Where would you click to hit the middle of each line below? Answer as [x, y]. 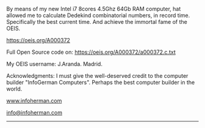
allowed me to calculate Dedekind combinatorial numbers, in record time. [98, 15]
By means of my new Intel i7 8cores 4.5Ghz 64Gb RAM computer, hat [94, 9]
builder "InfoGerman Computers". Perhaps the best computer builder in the [101, 82]
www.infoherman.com [34, 101]
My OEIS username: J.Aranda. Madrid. [54, 64]
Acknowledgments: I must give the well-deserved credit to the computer [97, 76]
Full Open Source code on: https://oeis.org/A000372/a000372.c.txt [91, 52]
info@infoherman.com [34, 112]
